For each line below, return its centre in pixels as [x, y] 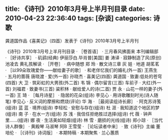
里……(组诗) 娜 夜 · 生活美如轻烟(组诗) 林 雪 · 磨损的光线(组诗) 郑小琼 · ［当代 [84, 120]
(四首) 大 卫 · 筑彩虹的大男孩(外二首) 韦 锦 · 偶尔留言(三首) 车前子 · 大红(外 [81, 82]
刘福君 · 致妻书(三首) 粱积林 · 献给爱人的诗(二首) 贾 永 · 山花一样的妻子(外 [88, 88]
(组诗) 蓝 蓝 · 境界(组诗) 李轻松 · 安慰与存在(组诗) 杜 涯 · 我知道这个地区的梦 [82, 107]
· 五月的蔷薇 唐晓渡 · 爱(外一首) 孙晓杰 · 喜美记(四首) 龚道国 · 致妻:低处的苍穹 [83, 76]
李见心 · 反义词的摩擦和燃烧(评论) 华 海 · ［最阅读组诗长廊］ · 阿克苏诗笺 [87, 101]
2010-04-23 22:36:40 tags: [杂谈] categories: [78, 18]
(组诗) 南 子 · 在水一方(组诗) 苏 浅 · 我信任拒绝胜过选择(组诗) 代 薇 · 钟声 [78, 113]
